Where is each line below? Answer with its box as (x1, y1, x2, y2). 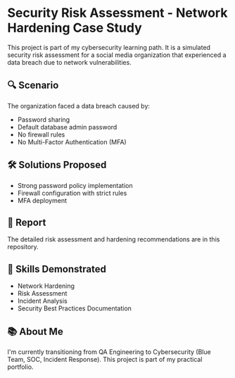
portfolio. (7, 363, 34, 371)
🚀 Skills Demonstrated (7, 263, 107, 275)
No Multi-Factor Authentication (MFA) (17, 137, 127, 146)
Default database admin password (17, 122, 118, 131)
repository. (7, 243, 39, 251)
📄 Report (7, 216, 46, 228)
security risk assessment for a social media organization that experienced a (7, 51, 227, 59)
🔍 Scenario (7, 80, 59, 92)
